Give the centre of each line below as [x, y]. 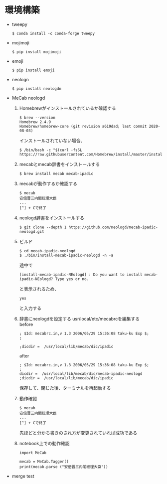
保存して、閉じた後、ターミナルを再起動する [65, 388]
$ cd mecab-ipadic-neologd [47, 251]
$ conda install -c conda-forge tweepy [53, 33]
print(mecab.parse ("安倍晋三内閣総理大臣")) [64, 467]
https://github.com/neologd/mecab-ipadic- [113, 227]
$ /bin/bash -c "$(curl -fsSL [51, 150]
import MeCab [33, 453]
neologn [20, 79]
